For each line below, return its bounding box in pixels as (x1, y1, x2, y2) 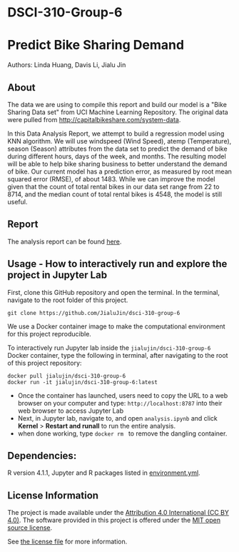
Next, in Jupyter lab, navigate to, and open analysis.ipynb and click (17, 413, 218, 422)
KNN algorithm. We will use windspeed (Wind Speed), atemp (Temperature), (7, 136, 232, 145)
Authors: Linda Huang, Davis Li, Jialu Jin (7, 61, 126, 69)
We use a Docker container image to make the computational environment (7, 322, 226, 331)
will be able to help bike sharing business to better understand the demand (7, 159, 228, 168)
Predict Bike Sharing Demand (7, 37, 184, 54)
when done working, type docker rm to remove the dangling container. (17, 429, 228, 438)
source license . (7, 523, 53, 532)
